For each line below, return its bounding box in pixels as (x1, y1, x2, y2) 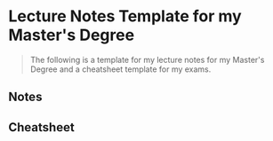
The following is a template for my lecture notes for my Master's (29, 54, 265, 65)
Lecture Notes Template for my (8, 6, 242, 27)
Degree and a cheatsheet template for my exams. (29, 64, 212, 74)
